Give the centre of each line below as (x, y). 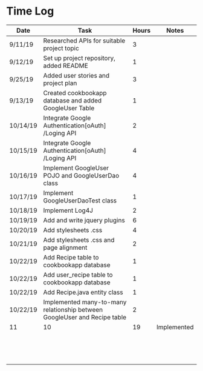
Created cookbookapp (75, 93)
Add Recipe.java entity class (83, 292)
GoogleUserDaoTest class (80, 200)
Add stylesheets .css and (79, 239)
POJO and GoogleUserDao (81, 175)
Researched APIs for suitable (84, 41)
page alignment (65, 247)
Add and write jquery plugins (84, 220)
